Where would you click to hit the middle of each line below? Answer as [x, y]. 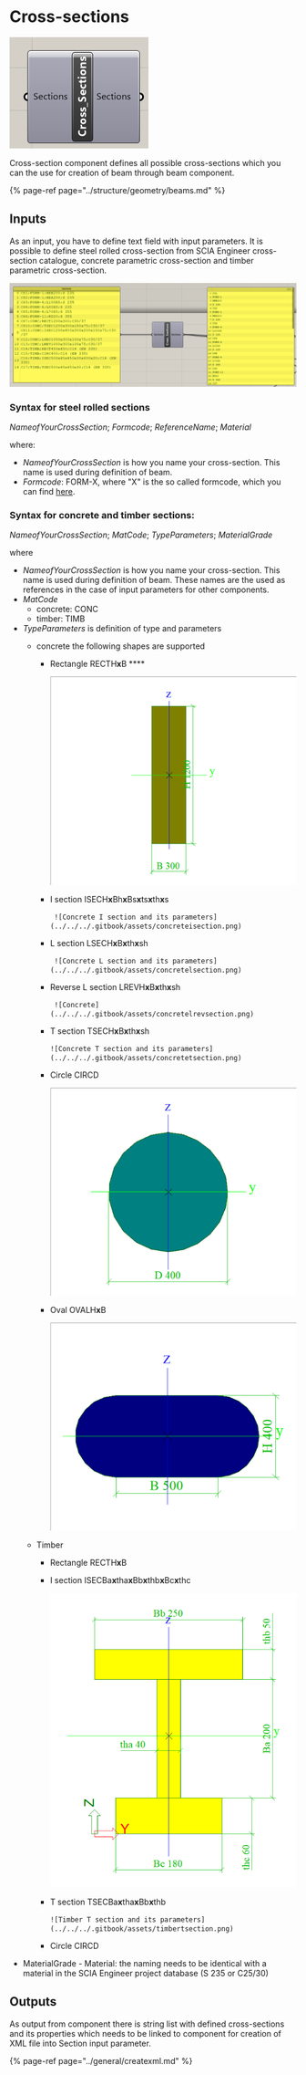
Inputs [28, 219]
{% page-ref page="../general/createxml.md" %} [101, 2060]
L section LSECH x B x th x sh [99, 943]
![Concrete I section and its [112, 917]
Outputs [33, 2002]
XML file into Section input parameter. [81, 2043]
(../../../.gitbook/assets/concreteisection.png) [146, 926]
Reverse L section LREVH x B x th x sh [115, 986]
